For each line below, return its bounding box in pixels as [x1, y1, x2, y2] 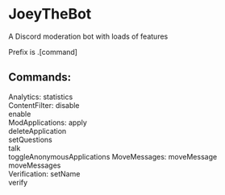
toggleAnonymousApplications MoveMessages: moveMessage [8, 151, 218, 161]
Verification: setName [8, 168, 81, 178]
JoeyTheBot [8, 5, 92, 23]
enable [8, 109, 31, 118]
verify [8, 177, 28, 187]
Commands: [8, 70, 72, 85]
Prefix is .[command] [8, 47, 78, 56]
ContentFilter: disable [8, 100, 80, 110]
